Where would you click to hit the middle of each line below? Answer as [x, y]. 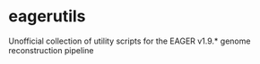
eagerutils [47, 16]
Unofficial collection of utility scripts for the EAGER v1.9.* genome [130, 41]
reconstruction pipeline [51, 50]
